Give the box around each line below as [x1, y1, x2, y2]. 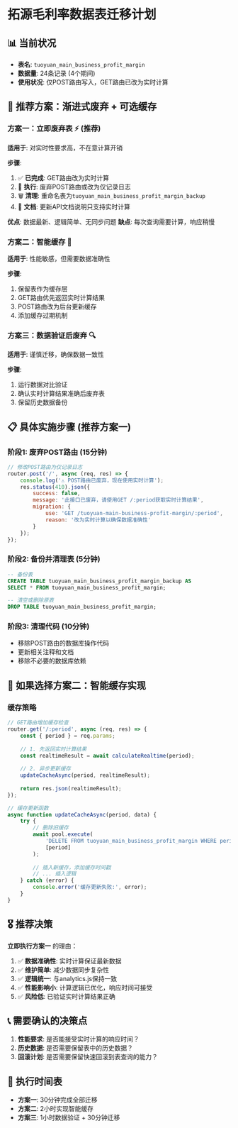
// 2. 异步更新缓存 [20, 765, 71, 773]
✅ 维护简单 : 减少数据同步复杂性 [17, 966, 110, 974]
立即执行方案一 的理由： [7, 941, 78, 950]
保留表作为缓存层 [17, 284, 68, 293]
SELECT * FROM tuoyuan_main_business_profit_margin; [7, 584, 166, 591]
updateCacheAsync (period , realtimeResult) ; [20, 772, 151, 779]
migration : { [33, 503, 72, 511]
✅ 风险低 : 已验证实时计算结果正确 [17, 992, 115, 1000]
